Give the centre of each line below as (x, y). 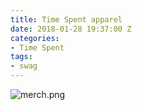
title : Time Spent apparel (66, 19)
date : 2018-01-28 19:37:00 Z (71, 29)
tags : (21, 57)
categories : (35, 38)
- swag (24, 66)
